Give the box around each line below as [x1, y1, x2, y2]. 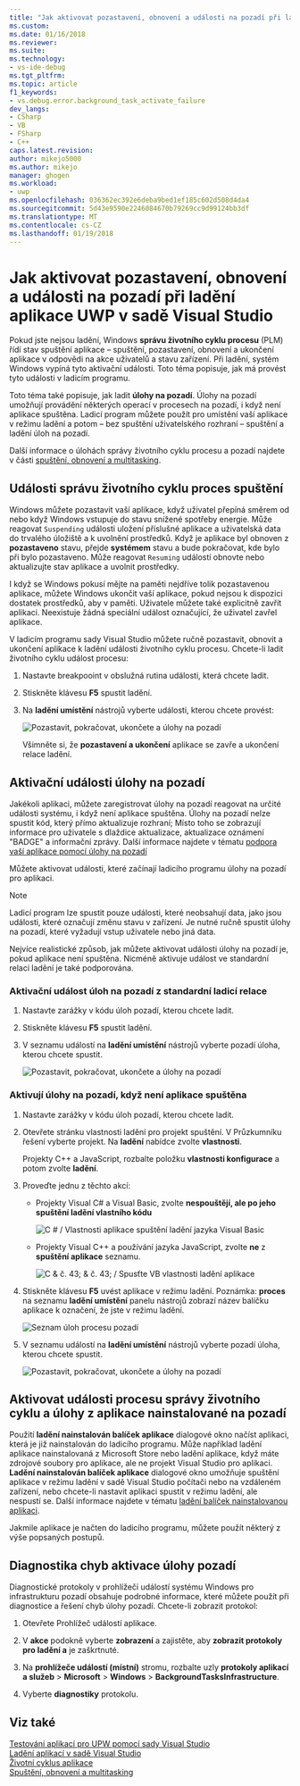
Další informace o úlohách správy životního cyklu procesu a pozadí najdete [9, 446, 286, 456]
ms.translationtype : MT [9, 212, 98, 221]
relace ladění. [21, 749, 73, 760]
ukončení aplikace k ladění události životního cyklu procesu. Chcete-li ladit [9, 644, 284, 655]
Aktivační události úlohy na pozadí [9, 774, 205, 790]
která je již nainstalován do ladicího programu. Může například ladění [9, 1439, 262, 1449]
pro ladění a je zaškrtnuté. [21, 1645, 120, 1656]
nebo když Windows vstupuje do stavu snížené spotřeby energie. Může [9, 514, 272, 525]
